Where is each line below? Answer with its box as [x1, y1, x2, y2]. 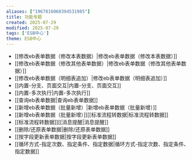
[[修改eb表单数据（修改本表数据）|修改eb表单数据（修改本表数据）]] [14, 53, 177, 59]
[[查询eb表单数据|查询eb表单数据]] [14, 97, 98, 103]
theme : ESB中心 [6, 36, 42, 42]
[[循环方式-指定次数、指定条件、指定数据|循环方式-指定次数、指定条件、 [14, 141, 189, 147]
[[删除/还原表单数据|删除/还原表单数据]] [14, 126, 110, 132]
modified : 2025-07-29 [6, 25, 59, 31]
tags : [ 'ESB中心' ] [6, 30, 49, 36]
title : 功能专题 [6, 14, 42, 20]
